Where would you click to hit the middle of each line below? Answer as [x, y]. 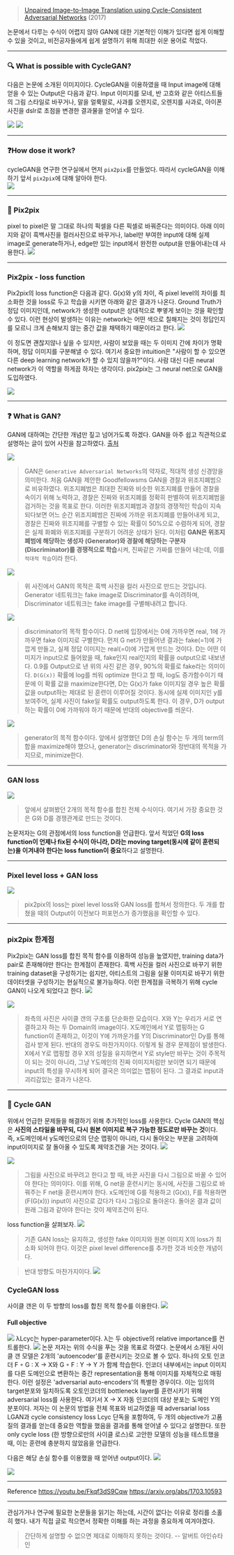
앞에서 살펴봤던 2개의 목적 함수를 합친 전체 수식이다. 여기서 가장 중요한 [120, 809]
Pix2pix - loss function [46, 277]
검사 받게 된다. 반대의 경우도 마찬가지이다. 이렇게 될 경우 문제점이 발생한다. [125, 1045]
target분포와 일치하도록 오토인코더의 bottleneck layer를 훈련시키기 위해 [105, 1391]
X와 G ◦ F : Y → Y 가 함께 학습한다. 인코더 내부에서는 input [128, 1365]
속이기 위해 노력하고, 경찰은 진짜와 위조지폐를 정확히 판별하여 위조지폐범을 [125, 497]
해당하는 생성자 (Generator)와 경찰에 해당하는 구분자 [114, 541]
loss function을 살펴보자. [42, 1224]
